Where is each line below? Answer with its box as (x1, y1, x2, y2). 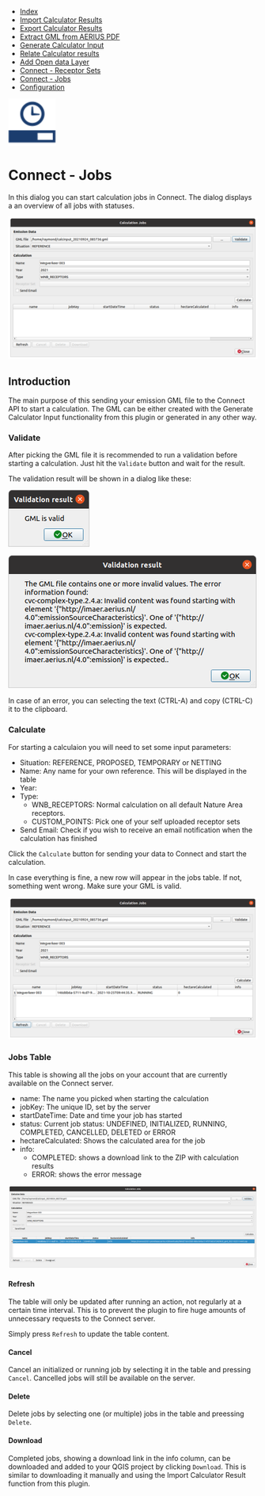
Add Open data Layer (19, 57, 89, 67)
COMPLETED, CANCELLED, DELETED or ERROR (19, 1127, 176, 1137)
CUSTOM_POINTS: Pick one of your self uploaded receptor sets (31, 817, 240, 826)
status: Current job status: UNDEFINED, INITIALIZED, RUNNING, (19, 1119, 228, 1128)
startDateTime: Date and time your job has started (19, 1110, 183, 1120)
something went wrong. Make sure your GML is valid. (8, 881, 182, 890)
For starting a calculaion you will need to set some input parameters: (8, 742, 232, 752)
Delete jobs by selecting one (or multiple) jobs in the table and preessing (8, 1409, 244, 1418)
